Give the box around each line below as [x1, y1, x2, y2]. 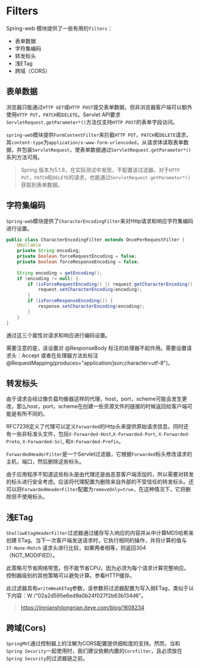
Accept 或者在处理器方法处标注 [21, 351, 98, 359]
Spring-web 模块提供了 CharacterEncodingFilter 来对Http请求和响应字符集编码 [6, 217, 193, 225]
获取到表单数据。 [20, 181, 63, 188]
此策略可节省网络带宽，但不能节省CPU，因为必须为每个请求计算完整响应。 [6, 565, 189, 572]
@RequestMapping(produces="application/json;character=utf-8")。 [6, 359, 174, 366]
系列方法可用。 [6, 154, 43, 161]
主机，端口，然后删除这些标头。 [6, 458, 85, 465]
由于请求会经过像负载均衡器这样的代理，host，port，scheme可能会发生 [6, 396, 182, 403]
